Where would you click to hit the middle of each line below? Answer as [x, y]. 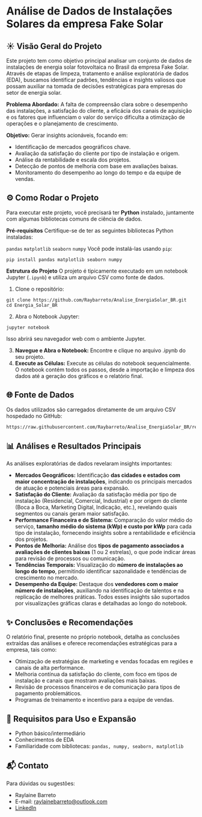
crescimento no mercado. [47, 578]
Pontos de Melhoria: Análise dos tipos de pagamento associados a [99, 546]
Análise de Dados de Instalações [89, 11]
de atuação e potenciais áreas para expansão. [72, 488]
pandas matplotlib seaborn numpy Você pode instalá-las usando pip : [89, 248]
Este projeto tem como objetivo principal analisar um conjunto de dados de [99, 61]
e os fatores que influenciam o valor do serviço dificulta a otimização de [96, 117]
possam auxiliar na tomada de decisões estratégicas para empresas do [94, 86]
